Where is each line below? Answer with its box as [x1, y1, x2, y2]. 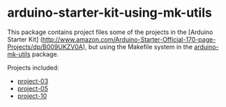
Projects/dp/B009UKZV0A [7, 42, 84, 51]
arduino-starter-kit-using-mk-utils [7, 5, 213, 21]
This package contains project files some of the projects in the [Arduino [7, 28, 213, 36]
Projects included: [7, 63, 59, 72]
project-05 [17, 84, 49, 92]
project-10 [17, 92, 47, 100]
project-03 [17, 76, 49, 85]
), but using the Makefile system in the [82, 42, 193, 51]
